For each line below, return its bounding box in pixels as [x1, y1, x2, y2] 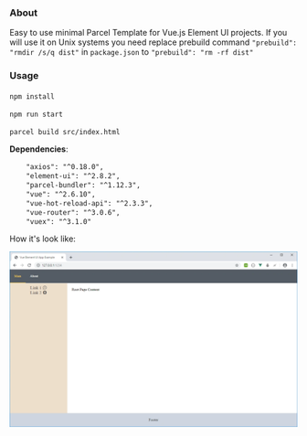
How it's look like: [9, 233, 76, 244]
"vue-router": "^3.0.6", [26, 207, 121, 217]
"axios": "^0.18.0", [26, 162, 104, 171]
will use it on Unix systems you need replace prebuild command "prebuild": [9, 37, 298, 48]
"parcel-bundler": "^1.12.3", [26, 180, 142, 189]
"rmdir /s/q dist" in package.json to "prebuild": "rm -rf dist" [9, 47, 254, 58]
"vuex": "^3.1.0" [26, 217, 92, 226]
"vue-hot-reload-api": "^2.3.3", [26, 198, 153, 207]
